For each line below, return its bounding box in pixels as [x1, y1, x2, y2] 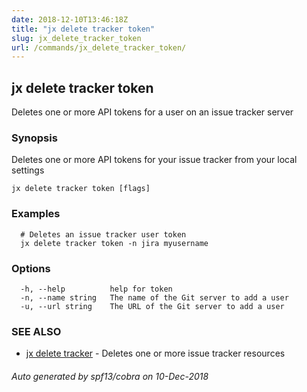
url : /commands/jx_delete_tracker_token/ [11, 42, 187, 53]
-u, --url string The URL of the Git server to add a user [20, 301, 285, 311]
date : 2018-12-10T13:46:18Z [11, 14, 129, 25]
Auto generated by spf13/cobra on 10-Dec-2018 [11, 370, 209, 382]
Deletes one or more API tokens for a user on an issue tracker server [11, 106, 294, 118]
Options [11, 261, 51, 275]
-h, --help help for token [20, 284, 173, 294]
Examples [11, 207, 61, 221]
